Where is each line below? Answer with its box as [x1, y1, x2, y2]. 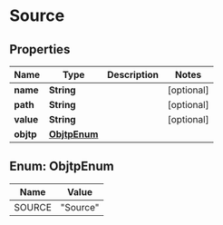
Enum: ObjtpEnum [9, 159, 115, 174]
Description [107, 69, 159, 81]
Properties [9, 42, 71, 57]
